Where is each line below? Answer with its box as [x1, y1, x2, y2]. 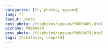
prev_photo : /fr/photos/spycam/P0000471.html [5, 30, 103, 35]
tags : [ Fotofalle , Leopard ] [5, 35, 65, 40]
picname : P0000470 [5, 26, 44, 31]
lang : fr [5, 12, 24, 17]
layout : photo [5, 16, 35, 21]
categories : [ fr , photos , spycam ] [5, 7, 79, 12]
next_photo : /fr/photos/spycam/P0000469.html [5, 21, 103, 26]
